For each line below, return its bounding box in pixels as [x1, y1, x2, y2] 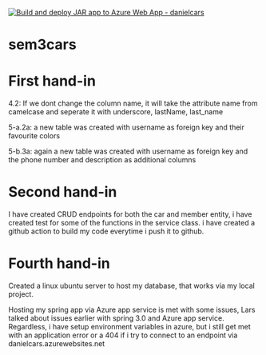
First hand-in [8, 72, 96, 90]
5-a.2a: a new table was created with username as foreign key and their [8, 122, 245, 132]
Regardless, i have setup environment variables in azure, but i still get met [8, 322, 252, 331]
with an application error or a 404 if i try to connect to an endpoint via [8, 330, 238, 340]
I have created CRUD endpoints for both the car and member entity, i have [8, 209, 252, 219]
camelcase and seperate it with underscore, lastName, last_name [8, 107, 224, 117]
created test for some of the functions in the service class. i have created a [8, 218, 256, 228]
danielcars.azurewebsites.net [8, 339, 105, 348]
